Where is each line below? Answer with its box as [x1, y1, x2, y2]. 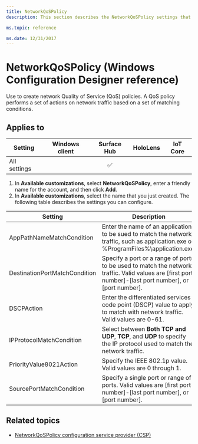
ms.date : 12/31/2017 [6, 35, 57, 41]
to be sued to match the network [101, 230, 192, 238]
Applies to [6, 122, 45, 133]
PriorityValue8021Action [9, 360, 78, 369]
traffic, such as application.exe [101, 237, 187, 245]
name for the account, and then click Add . [14, 186, 118, 193]
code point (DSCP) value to [101, 301, 178, 308]
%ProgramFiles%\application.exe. [101, 245, 196, 252]
